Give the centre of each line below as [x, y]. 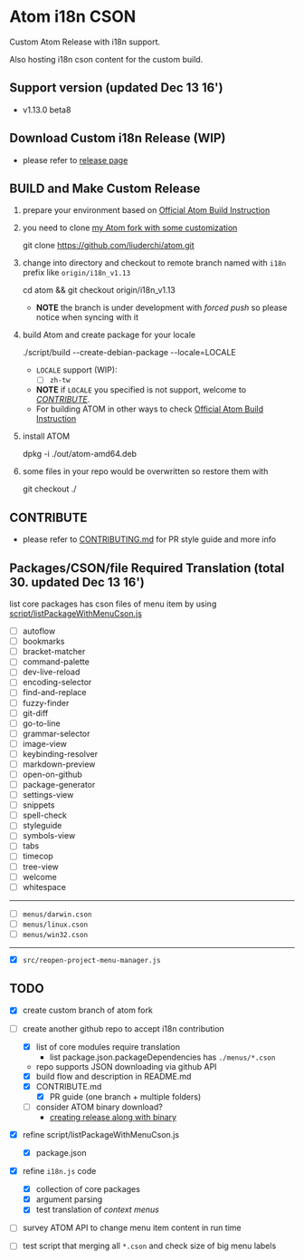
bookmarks [43, 642]
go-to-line [41, 723]
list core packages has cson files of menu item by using [113, 604]
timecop [38, 856]
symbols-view [49, 836]
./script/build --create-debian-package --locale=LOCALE [129, 353]
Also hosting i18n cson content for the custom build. [106, 59]
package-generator [59, 785]
